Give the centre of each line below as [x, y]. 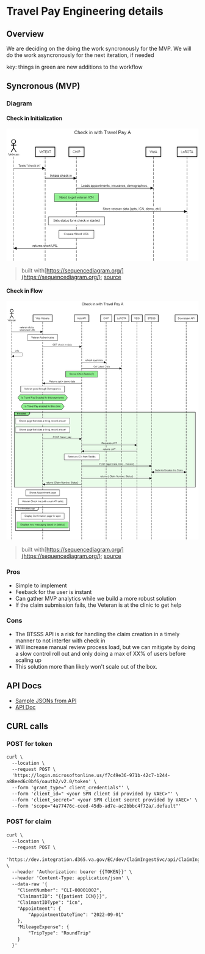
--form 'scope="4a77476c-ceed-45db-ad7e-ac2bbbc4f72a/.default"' [97, 806]
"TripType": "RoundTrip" [60, 933]
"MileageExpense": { [43, 927]
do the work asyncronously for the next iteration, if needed [80, 55]
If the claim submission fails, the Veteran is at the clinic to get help [98, 605]
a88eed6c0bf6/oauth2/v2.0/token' [49, 782]
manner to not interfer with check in [60, 640]
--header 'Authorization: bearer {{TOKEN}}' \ [72, 872]
